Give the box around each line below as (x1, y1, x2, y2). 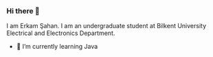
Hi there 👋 (6, 6, 41, 16)
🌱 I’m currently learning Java (16, 43, 98, 51)
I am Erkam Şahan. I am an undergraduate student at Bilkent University (6, 22, 207, 30)
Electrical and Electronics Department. (6, 29, 115, 37)
